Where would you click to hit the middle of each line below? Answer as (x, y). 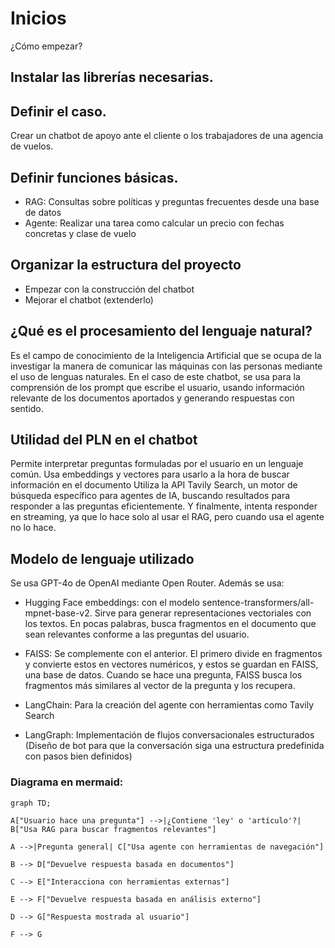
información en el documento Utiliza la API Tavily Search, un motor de (154, 485)
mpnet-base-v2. (58, 613)
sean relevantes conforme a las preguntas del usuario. (137, 634)
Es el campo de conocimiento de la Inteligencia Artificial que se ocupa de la (166, 355)
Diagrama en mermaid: (67, 782)
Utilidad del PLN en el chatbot (104, 439)
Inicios (38, 18)
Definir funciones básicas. (94, 177)
